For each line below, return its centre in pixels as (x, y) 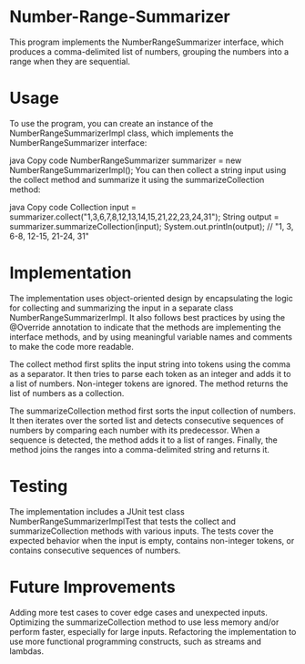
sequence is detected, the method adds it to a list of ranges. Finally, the (143, 440)
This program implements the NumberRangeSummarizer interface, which (147, 42)
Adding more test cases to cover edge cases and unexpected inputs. (139, 612)
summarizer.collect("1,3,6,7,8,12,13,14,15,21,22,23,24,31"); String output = (144, 217)
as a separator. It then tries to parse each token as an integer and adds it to (150, 373)
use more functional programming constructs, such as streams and (136, 641)
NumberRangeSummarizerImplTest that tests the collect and (123, 521)
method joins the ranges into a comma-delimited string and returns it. (140, 449)
